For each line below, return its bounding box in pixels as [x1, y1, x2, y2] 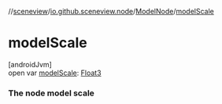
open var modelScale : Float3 [8, 68, 102, 77]
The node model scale [8, 88, 94, 99]
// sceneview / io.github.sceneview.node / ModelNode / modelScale [8, 7, 215, 16]
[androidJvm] [8, 59, 53, 69]
